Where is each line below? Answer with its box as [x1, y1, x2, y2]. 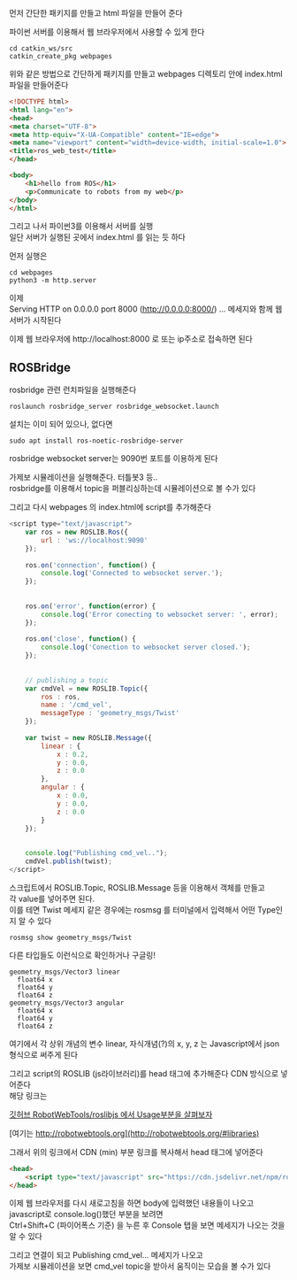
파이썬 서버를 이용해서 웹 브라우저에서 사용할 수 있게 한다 [9, 27, 205, 37]
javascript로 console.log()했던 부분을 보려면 [9, 1209, 164, 1220]
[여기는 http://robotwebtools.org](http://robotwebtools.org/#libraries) [9, 1128, 260, 1138]
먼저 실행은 [9, 251, 48, 261]
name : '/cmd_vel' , [41, 700, 113, 710]
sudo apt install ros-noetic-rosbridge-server [9, 436, 184, 445]
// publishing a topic [25, 675, 109, 684]
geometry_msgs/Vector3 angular [9, 999, 125, 1007]
